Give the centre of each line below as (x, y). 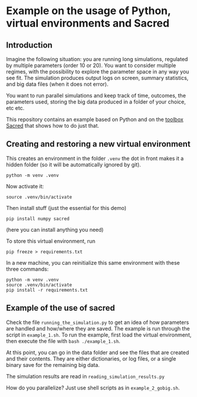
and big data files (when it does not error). (57, 84)
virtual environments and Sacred (88, 23)
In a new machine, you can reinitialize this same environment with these (93, 262)
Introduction (29, 45)
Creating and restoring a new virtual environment (98, 144)
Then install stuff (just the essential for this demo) (66, 208)
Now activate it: (25, 186)
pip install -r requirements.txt (47, 290)
